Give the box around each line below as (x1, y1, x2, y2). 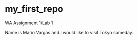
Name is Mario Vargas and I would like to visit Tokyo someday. (5, 29, 134, 35)
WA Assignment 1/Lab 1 (5, 20, 53, 26)
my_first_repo (5, 3, 63, 15)
